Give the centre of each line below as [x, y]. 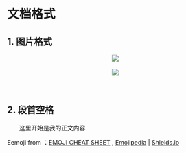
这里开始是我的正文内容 [52, 128]
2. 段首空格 [31, 110]
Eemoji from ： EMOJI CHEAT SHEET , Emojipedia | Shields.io [93, 142]
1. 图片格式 [30, 42]
